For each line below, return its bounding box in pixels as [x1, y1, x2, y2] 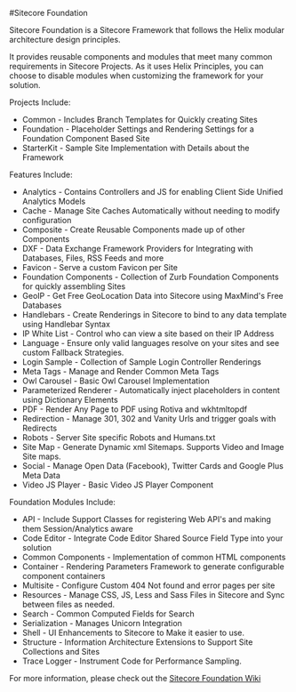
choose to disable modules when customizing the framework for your [9, 70, 264, 81]
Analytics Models [21, 196, 86, 206]
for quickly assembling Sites [21, 281, 126, 292]
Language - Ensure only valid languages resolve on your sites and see [21, 338, 280, 348]
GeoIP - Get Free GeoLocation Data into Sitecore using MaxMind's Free [21, 291, 284, 301]
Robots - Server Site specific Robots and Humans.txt [21, 432, 216, 443]
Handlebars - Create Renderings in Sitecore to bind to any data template [21, 310, 287, 319]
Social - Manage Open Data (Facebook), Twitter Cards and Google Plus [21, 461, 284, 471]
